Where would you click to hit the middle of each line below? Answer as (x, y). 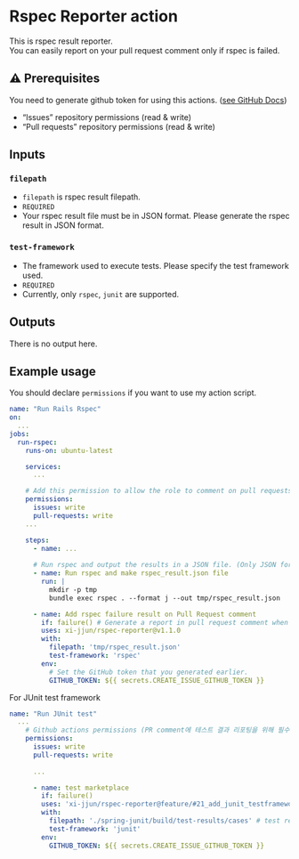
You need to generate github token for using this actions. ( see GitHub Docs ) (148, 100)
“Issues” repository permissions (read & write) (107, 117)
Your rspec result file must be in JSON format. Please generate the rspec (156, 216)
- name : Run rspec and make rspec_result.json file (130, 573)
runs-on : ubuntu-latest (69, 450)
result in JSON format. (63, 225)
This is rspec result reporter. (61, 41)
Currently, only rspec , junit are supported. (101, 294)
